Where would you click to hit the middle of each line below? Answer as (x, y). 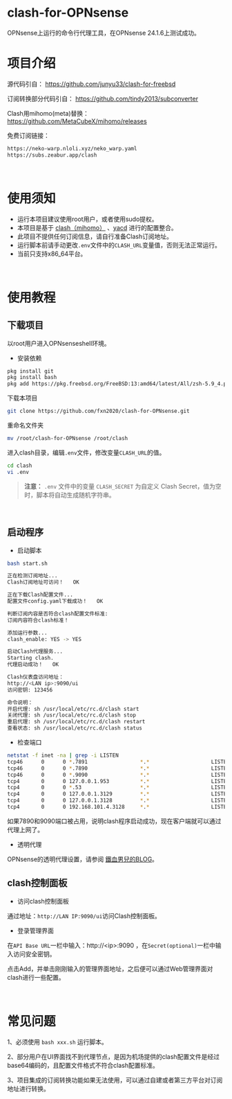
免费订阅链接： (28, 135)
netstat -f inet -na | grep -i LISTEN (63, 755)
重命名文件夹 (25, 425)
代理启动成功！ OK (33, 665)
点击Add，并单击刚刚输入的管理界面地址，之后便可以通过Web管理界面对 (110, 969)
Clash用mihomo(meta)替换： (48, 113)
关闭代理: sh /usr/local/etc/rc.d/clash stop (72, 715)
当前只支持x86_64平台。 (52, 254)
